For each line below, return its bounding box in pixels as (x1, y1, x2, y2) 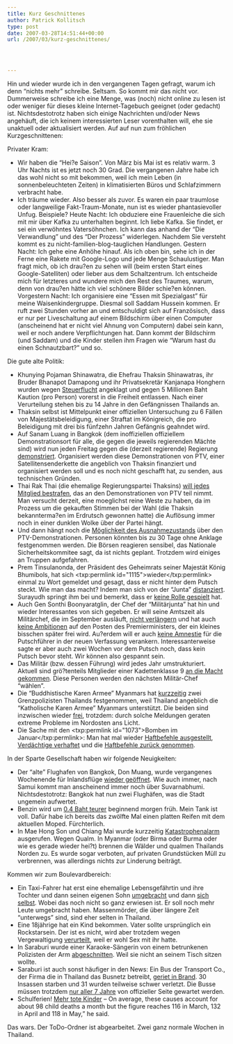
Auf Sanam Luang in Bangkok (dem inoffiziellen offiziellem (17, 430, 185, 438)
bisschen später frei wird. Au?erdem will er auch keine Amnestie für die (17, 630, 223, 638)
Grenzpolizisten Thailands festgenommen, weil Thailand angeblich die (17, 696, 218, 705)
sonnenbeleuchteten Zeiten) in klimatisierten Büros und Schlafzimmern (17, 181, 221, 189)
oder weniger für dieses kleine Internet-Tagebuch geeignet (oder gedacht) (7, 102, 221, 110)
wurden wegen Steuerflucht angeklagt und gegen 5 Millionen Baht (17, 385, 208, 394)
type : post (7, 23, 39, 30)
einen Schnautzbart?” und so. (17, 344, 103, 352)
